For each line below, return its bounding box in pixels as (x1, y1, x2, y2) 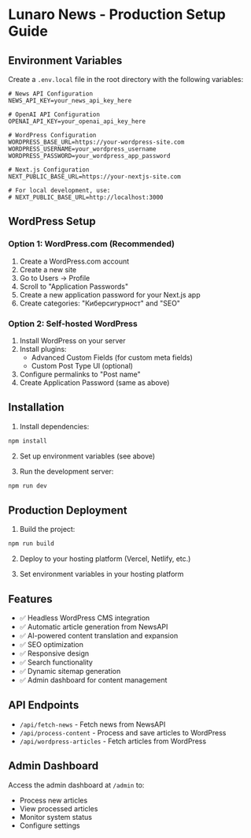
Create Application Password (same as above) (19, 377, 170, 387)
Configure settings (19, 821, 80, 830)
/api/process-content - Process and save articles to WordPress (19, 728, 227, 737)
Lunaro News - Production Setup (8, 6, 226, 24)
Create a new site (19, 264, 77, 274)
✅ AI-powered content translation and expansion (19, 631, 179, 641)
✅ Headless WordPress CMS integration (19, 613, 150, 623)
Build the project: (19, 525, 76, 534)
